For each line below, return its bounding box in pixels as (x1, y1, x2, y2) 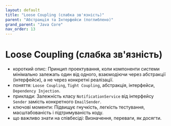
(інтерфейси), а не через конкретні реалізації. (12, 77, 114, 83)
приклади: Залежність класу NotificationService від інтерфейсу (12, 93, 154, 99)
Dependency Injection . (12, 88, 61, 94)
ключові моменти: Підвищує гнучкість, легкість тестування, (12, 104, 145, 111)
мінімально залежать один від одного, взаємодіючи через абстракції (12, 71, 166, 78)
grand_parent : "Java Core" (5, 22, 63, 27)
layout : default (5, 7, 40, 13)
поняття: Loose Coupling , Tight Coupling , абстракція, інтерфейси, (12, 82, 155, 88)
